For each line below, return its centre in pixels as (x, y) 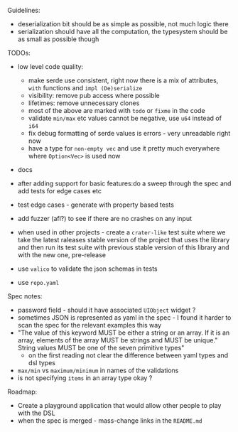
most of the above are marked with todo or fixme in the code (117, 110)
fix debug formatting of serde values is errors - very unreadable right (129, 133)
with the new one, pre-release (62, 255)
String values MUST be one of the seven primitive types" (101, 348)
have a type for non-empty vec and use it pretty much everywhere (124, 148)
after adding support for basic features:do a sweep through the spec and (124, 183)
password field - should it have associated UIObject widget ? (107, 310)
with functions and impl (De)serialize (85, 88)
